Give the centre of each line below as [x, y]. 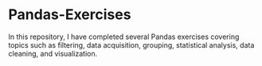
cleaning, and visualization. [53, 53]
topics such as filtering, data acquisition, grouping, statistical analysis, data [131, 45]
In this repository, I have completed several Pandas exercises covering [124, 37]
